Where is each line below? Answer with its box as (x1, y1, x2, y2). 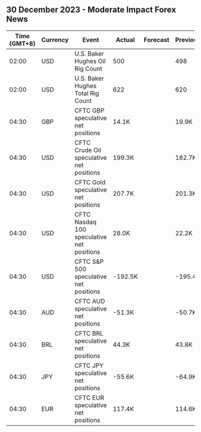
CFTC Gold (74, 178, 106, 186)
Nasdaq (74, 218, 97, 226)
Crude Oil (74, 146, 102, 154)
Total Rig (74, 89, 99, 98)
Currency (41, 35, 69, 44)
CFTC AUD (74, 297, 105, 305)
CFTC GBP (74, 106, 105, 114)
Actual (115, 35, 135, 44)
